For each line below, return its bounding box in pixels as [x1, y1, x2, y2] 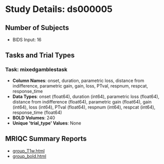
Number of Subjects [5, 23, 69, 32]
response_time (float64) [12, 109, 62, 115]
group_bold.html [12, 153, 46, 159]
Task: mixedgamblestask [5, 66, 67, 73]
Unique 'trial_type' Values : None [12, 120, 81, 126]
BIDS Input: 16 [12, 36, 41, 42]
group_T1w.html [12, 147, 45, 153]
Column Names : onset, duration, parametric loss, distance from [12, 77, 144, 83]
